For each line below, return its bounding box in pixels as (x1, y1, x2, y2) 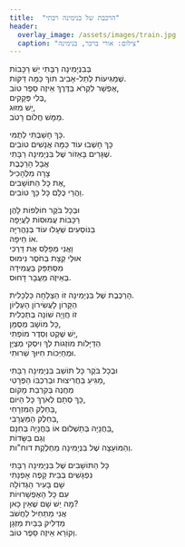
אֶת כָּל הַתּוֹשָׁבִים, (9, 178, 66, 189)
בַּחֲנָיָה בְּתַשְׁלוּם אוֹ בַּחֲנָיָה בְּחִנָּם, (9, 423, 114, 434)
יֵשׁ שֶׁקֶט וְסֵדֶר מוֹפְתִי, (9, 328, 79, 339)
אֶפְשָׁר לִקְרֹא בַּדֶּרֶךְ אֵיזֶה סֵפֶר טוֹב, (9, 83, 120, 93)
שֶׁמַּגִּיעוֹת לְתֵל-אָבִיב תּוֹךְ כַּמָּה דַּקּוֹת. (9, 73, 127, 84)
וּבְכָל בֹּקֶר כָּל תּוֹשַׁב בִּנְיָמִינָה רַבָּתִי (9, 365, 118, 376)
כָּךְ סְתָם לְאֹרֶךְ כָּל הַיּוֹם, (9, 394, 86, 405)
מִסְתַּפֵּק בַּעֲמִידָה (9, 262, 63, 273)
